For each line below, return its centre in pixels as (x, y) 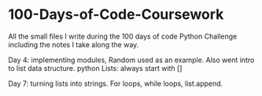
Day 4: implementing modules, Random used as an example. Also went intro (131, 60)
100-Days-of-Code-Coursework (116, 15)
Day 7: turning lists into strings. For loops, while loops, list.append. (116, 83)
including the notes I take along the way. (74, 44)
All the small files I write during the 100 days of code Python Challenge (123, 36)
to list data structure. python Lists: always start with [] (95, 68)
